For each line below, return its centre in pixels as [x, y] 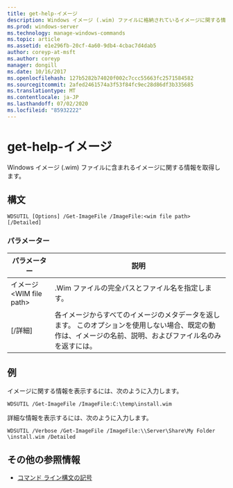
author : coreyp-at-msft [42, 53]
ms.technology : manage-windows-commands [67, 33]
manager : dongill [32, 65]
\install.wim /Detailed [42, 437]
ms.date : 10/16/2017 [37, 71]
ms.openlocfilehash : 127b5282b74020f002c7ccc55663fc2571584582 [101, 78]
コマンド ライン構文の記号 [54, 478]
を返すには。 [76, 346]
